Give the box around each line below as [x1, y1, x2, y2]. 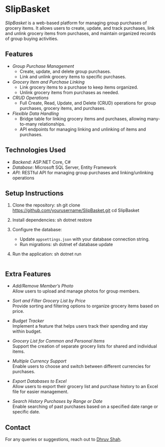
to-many [19, 121, 37, 127]
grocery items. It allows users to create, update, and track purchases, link [5, 25, 155, 31]
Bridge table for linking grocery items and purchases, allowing [19, 115, 146, 122]
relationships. [38, 121, 66, 127]
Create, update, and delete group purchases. [19, 68, 111, 74]
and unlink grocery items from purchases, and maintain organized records [5, 30, 156, 36]
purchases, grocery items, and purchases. [19, 105, 106, 111]
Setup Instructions [5, 189, 64, 198]
